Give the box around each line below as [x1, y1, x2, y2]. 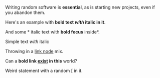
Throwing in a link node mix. [5, 48, 64, 54]
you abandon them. [5, 9, 46, 15]
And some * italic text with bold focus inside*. [5, 29, 100, 34]
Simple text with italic [5, 38, 49, 44]
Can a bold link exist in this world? [5, 58, 77, 64]
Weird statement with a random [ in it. [5, 67, 83, 73]
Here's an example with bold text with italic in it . [5, 19, 106, 25]
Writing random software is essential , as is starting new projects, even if [5, 4, 155, 10]
